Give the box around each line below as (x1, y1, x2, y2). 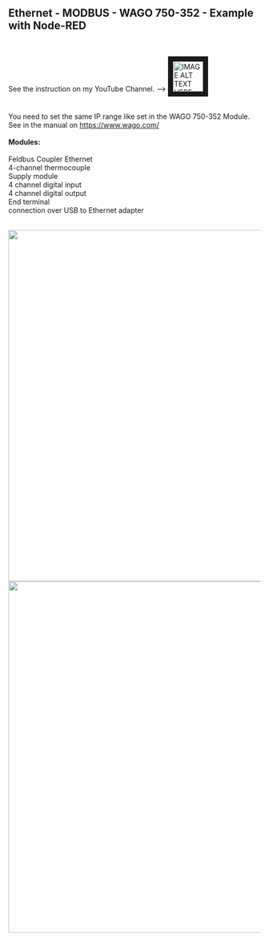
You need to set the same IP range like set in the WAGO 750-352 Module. (8, 112, 251, 121)
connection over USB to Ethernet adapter (8, 205, 144, 215)
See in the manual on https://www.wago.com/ (8, 120, 160, 129)
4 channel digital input (8, 180, 82, 189)
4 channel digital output (8, 188, 86, 198)
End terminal (8, 197, 50, 206)
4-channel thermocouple (8, 162, 90, 172)
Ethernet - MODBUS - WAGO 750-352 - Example (8, 6, 254, 20)
